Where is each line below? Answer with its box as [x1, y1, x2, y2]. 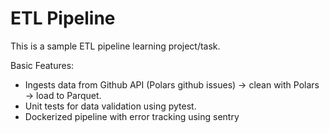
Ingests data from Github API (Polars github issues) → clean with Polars [24, 78, 320, 91]
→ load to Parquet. [24, 89, 102, 101]
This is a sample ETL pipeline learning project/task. [10, 40, 221, 52]
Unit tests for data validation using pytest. [24, 100, 197, 112]
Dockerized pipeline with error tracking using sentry [24, 110, 240, 122]
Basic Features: [10, 59, 75, 71]
